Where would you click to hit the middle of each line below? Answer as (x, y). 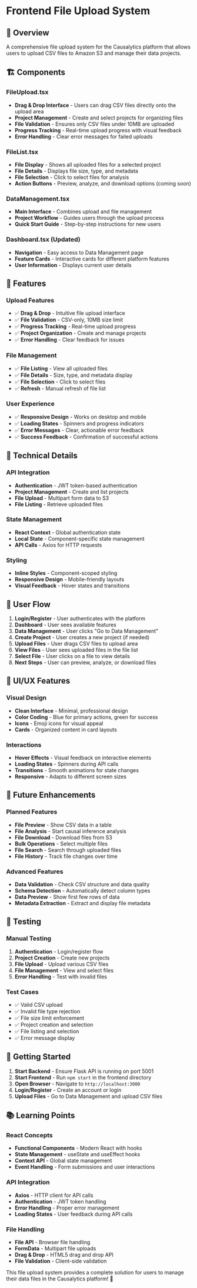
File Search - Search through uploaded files (68, 850)
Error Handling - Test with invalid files (61, 977)
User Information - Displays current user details (73, 265)
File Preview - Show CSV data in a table (63, 825)
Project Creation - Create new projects (62, 958)
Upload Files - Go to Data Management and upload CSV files (89, 1096)
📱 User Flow (29, 604)
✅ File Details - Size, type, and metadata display (74, 375)
